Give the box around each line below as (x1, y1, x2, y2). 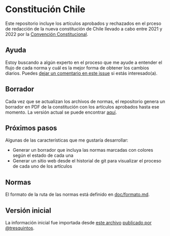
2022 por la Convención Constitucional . (5, 31, 88, 37)
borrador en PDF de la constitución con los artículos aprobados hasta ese (5, 104, 159, 110)
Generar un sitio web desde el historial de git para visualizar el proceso (12, 158, 161, 164)
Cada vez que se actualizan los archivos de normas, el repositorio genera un (5, 98, 165, 105)
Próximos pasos (5, 123, 57, 132)
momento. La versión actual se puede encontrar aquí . (5, 109, 117, 115)
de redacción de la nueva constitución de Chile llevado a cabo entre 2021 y (5, 25, 162, 31)
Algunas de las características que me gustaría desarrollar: (5, 137, 128, 143)
